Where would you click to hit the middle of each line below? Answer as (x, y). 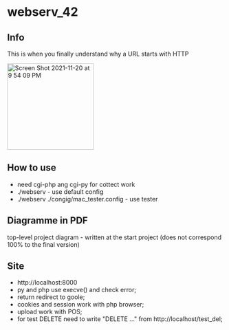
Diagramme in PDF (47, 221)
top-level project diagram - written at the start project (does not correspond (115, 237)
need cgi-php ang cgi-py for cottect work (76, 184)
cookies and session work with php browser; (80, 305)
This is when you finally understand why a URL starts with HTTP (98, 54)
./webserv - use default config (60, 191)
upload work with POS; (50, 312)
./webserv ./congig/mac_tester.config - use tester (87, 199)
